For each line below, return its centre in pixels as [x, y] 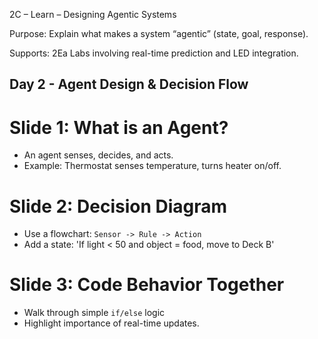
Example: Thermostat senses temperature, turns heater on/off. [152, 166]
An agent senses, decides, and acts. [98, 155]
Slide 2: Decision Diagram [118, 206]
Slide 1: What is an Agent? [119, 127]
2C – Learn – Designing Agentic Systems [93, 14]
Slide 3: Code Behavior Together [147, 285]
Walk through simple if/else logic [94, 313]
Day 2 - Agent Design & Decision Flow [129, 84]
